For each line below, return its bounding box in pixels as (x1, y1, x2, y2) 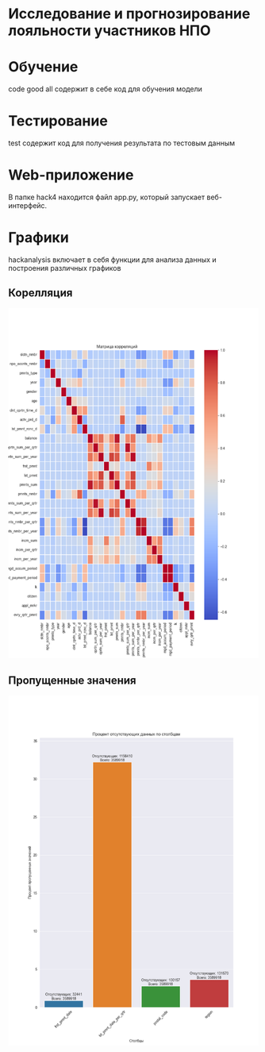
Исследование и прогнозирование (8, 5, 251, 23)
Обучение (8, 58, 79, 76)
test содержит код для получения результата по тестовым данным (8, 138, 236, 148)
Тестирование (8, 112, 109, 130)
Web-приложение (8, 166, 134, 184)
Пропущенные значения (8, 674, 136, 688)
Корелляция (8, 287, 73, 300)
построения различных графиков (8, 263, 121, 272)
